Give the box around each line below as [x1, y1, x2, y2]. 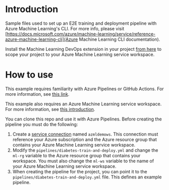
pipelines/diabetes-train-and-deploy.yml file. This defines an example [12, 174, 162, 180]
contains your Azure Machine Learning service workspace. [12, 142, 136, 148]
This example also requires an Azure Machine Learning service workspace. [5, 101, 162, 107]
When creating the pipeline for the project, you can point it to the [12, 168, 147, 174]
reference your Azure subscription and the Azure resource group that [12, 136, 157, 142]
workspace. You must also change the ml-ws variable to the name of [12, 158, 154, 164]
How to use [5, 69, 53, 81]
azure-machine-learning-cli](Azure [5, 36, 78, 42]
